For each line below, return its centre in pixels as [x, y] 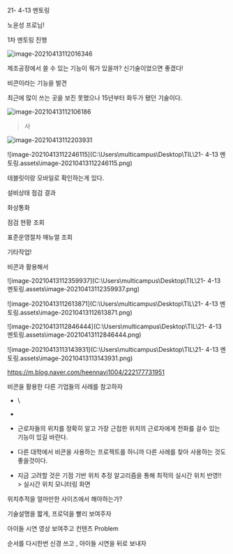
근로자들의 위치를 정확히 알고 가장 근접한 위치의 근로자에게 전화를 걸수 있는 [119, 428]
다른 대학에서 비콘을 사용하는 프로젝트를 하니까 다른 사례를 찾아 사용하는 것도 [122, 452]
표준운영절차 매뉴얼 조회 [40, 237]
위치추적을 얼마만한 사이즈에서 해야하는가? [65, 499]
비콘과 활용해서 [28, 267]
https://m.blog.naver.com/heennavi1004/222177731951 [86, 372]
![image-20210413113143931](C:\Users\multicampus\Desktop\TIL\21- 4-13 [113, 349]
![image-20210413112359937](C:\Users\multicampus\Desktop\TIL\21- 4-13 [114, 280]
